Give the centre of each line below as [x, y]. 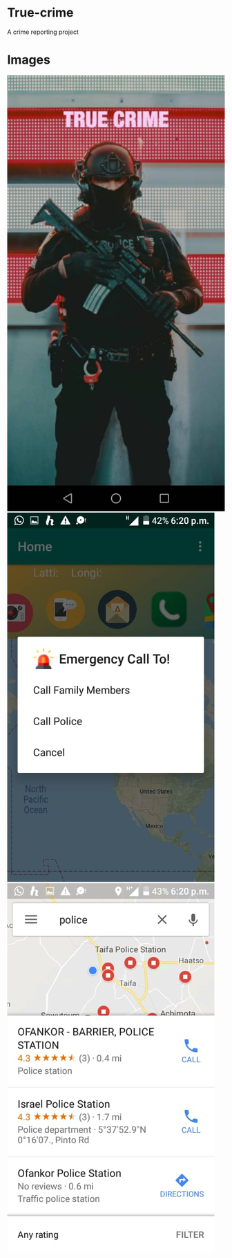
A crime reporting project [43, 32]
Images [29, 60]
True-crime [40, 13]
